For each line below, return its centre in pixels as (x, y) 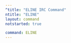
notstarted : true (23, 24)
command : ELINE (21, 33)
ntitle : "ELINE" (22, 14)
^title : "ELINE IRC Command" (36, 10)
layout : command (22, 19)
